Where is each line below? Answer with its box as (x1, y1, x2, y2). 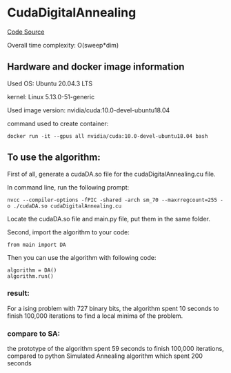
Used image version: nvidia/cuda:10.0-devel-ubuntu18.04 (7, 105, 170, 114)
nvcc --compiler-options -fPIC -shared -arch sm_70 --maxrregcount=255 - (7, 196, 224, 203)
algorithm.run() (7, 272, 54, 280)
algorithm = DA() (7, 267, 57, 274)
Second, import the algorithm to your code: (7, 228, 130, 236)
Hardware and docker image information (7, 61, 185, 73)
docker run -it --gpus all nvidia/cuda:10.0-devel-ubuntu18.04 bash (7, 132, 208, 139)
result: (7, 288, 30, 298)
